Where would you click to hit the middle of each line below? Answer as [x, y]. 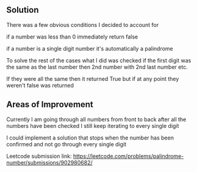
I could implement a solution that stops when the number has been [90, 138]
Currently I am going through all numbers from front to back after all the [96, 119]
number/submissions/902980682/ [49, 162]
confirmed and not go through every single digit [66, 144]
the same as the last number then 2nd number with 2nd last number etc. [97, 67]
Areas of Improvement [50, 104]
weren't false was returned [40, 85]
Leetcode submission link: [39, 156]
